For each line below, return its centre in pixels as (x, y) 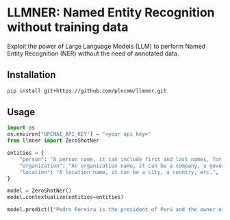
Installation (31, 75)
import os (21, 128)
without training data (68, 27)
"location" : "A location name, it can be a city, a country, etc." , (119, 172)
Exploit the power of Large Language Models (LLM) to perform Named (106, 46)
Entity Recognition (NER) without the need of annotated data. (93, 53)
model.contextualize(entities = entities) (66, 197)
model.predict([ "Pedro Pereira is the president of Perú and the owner (111, 210)
